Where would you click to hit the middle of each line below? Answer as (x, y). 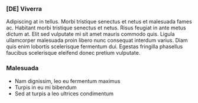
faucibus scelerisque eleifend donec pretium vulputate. (73, 53)
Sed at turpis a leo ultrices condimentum (64, 94)
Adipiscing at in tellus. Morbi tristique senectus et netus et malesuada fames (99, 22)
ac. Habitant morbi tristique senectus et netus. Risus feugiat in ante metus (96, 28)
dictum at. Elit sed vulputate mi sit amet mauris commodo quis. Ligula (91, 34)
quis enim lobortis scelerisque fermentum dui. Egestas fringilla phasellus (95, 46)
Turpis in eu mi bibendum (46, 87)
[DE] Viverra (24, 9)
